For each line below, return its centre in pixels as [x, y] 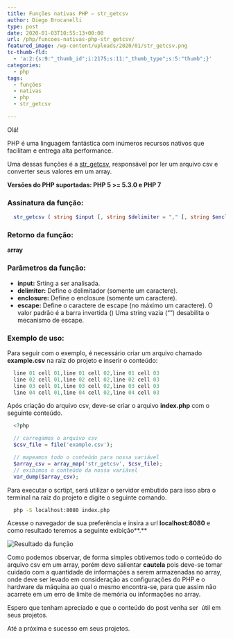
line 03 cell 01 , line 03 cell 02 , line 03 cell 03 [86, 386]
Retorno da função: [41, 235]
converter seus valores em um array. [60, 171]
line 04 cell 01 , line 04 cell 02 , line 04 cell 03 [86, 393]
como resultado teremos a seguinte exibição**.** [77, 531]
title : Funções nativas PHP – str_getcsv [68, 14]
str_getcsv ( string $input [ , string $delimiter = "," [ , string [111, 217]
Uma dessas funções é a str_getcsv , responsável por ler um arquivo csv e [113, 164]
